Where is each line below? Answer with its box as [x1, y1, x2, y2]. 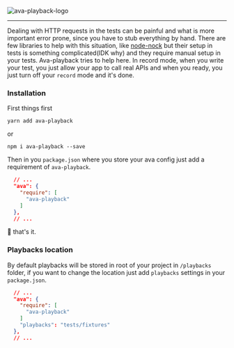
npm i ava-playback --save [7, 143, 86, 150]
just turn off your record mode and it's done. [7, 71, 134, 79]
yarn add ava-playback [7, 118, 73, 125]
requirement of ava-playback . [7, 163, 91, 171]
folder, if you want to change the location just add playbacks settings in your [7, 268, 225, 276]
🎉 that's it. [7, 228, 36, 236]
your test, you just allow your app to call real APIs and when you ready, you [7, 63, 223, 72]
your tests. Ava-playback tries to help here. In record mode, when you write [7, 56, 224, 64]
